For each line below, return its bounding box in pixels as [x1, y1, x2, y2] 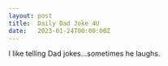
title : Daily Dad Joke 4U [8, 19, 100, 27]
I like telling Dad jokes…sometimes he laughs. [8, 49, 161, 59]
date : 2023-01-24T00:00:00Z [8, 27, 111, 35]
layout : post [8, 11, 53, 20]
